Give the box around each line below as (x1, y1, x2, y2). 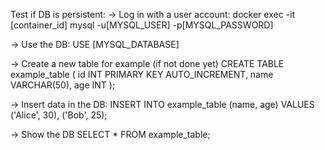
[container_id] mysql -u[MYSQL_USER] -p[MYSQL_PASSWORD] (10, 19, 274, 31)
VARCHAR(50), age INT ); (10, 79, 116, 91)
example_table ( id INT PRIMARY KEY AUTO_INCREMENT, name (10, 69, 274, 80)
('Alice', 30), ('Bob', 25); (10, 109, 108, 121)
